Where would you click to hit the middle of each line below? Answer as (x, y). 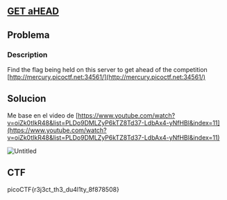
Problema (28, 35)
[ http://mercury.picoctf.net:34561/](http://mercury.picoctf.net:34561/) (107, 77)
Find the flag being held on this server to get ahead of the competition (108, 70)
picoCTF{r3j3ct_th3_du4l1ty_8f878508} (63, 189)
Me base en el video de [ (43, 115)
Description (27, 55)
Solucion (27, 99)
